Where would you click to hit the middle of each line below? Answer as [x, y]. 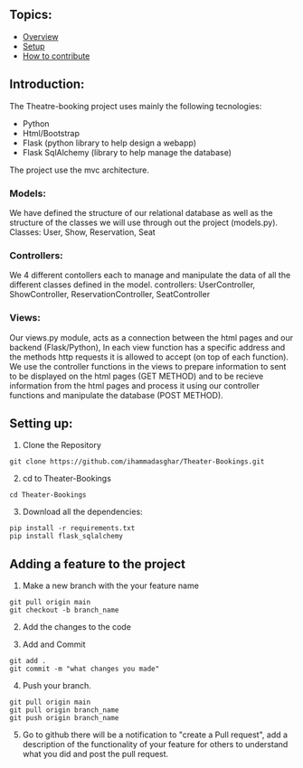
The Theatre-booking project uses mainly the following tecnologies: [136, 106]
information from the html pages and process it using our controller [134, 385]
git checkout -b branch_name [64, 610]
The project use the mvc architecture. [80, 170]
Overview [40, 36]
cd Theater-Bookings [48, 495]
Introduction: [47, 84]
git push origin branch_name [64, 718]
